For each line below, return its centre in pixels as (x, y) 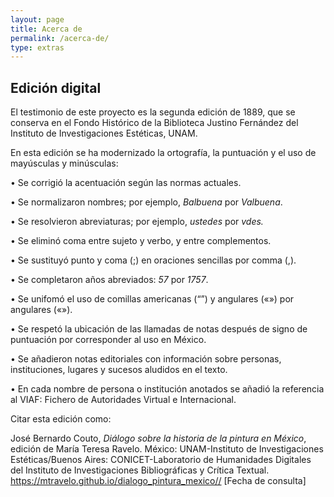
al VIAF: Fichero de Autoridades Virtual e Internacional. (123, 400)
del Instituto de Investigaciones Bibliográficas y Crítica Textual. (140, 470)
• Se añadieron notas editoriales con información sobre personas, (146, 359)
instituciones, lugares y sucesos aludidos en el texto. (119, 370)
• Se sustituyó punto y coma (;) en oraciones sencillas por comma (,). (153, 260)
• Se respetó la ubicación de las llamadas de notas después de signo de (159, 329)
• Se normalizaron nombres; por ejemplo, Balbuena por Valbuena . (146, 202)
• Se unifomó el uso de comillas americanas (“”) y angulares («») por (152, 299)
